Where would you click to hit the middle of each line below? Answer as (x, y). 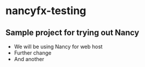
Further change (33, 53)
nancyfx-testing (46, 11)
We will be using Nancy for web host (58, 46)
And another (29, 59)
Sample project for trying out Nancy (72, 33)
